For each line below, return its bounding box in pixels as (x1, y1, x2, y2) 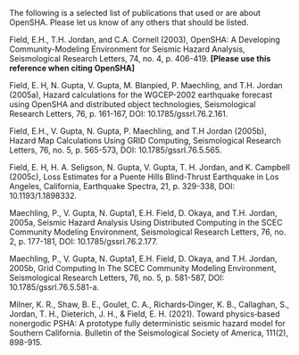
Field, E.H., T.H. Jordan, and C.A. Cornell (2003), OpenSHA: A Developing (9, 35, 281, 45)
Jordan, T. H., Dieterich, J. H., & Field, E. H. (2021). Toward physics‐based (9, 309, 280, 319)
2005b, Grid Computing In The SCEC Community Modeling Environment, (9, 263, 277, 273)
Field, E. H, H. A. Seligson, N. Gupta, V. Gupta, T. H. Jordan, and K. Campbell (9, 162, 290, 172)
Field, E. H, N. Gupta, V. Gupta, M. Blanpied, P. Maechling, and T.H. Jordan (9, 80, 283, 90)
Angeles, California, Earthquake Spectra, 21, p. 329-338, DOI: (9, 181, 235, 191)
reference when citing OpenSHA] (9, 62, 136, 73)
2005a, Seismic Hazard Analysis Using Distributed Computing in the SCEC (9, 218, 283, 227)
